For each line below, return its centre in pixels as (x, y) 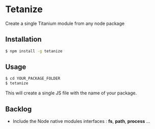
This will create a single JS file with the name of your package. (71, 93)
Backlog (19, 109)
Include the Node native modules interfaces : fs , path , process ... (81, 121)
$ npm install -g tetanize (34, 51)
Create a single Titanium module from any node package (65, 23)
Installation (23, 39)
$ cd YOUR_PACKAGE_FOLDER (33, 79)
